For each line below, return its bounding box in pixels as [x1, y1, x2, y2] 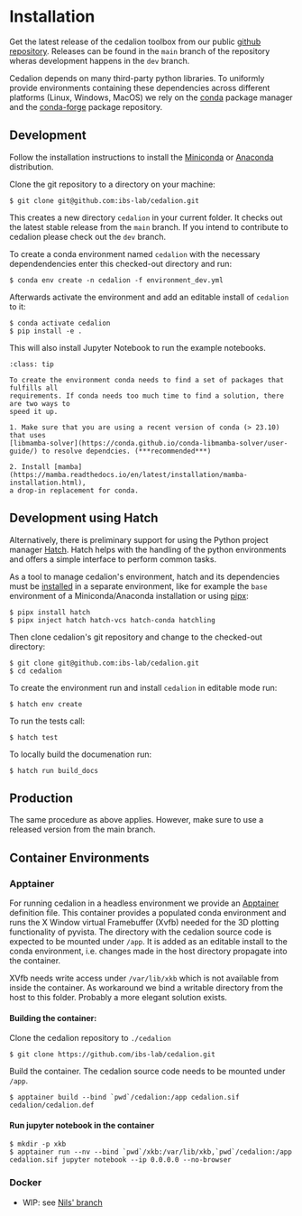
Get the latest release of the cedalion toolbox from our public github [9, 36, 261, 47]
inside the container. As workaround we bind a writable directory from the [9, 982, 284, 993]
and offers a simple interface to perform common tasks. [9, 553, 217, 565]
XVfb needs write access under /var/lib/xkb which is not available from [9, 972, 279, 984]
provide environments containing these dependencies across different [9, 82, 270, 93]
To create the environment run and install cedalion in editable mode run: [9, 682, 278, 693]
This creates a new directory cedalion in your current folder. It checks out [9, 212, 283, 223]
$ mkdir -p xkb [9, 1139, 67, 1149]
